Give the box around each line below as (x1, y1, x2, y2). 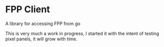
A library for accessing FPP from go (5, 20, 81, 27)
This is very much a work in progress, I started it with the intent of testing (5, 30, 159, 36)
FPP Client (5, 4, 50, 15)
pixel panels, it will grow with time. (5, 36, 78, 42)
